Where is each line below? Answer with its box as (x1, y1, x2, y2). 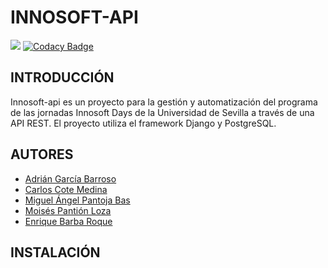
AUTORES (10, 146, 74, 163)
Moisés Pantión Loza (24, 204, 112, 216)
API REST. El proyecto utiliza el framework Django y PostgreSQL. (10, 117, 277, 129)
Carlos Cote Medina (24, 183, 108, 195)
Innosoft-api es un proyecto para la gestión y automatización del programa (10, 96, 318, 108)
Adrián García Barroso (24, 172, 117, 185)
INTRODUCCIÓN (10, 69, 115, 86)
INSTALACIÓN (10, 244, 101, 261)
